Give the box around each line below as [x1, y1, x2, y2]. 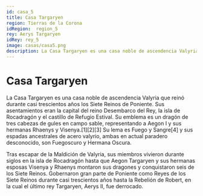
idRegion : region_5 [6, 25, 59, 32]
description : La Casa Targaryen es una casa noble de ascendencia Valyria [6, 48, 199, 54]
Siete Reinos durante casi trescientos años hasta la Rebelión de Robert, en [6, 176, 192, 183]
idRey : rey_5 [6, 37, 39, 43]
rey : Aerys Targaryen [6, 31, 61, 37]
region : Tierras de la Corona [6, 20, 83, 26]
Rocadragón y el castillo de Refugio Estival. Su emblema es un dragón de [6, 113, 188, 121]
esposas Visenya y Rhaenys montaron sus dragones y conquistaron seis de [6, 163, 195, 171]
